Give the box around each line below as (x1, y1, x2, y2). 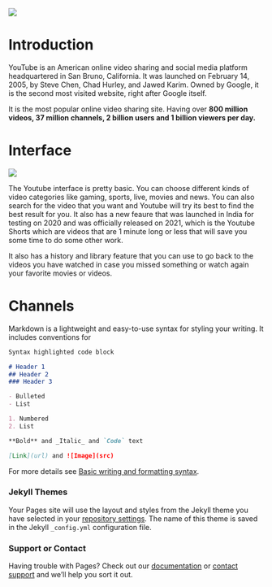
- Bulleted (8, 393, 45, 401)
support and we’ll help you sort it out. (8, 570, 133, 580)
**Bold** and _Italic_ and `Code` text (8, 437, 144, 445)
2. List (8, 422, 35, 430)
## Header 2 (8, 370, 49, 378)
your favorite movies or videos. (8, 268, 112, 278)
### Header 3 (8, 378, 53, 386)
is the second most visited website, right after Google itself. (8, 88, 207, 98)
